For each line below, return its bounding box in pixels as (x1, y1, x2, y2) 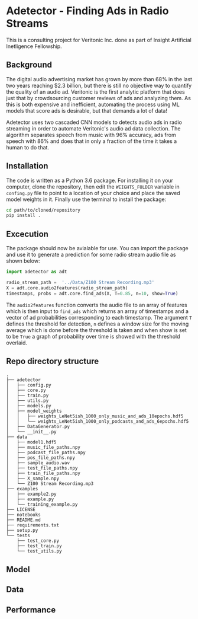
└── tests (6, 532, 31, 539)
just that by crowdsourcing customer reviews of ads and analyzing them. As (6, 94, 191, 101)
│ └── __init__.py (6, 429, 57, 435)
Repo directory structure (6, 356, 99, 366)
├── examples (6, 486, 38, 492)
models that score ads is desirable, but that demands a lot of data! (6, 107, 167, 114)
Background (6, 60, 52, 70)
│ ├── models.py (6, 403, 51, 409)
